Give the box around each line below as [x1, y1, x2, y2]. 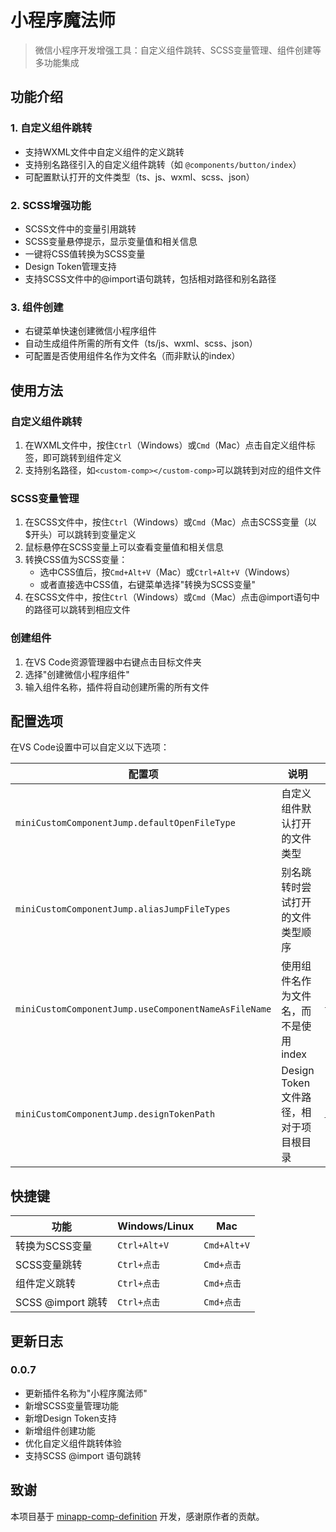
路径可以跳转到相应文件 [33, 604, 131, 616]
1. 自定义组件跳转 [10, 121, 93, 135]
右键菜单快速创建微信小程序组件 [24, 325, 157, 337]
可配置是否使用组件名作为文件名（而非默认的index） [24, 350, 241, 362]
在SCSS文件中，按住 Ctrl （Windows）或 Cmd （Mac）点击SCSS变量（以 [24, 516, 317, 528]
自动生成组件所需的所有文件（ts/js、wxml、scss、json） [24, 337, 258, 350]
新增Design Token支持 [24, 1412, 117, 1424]
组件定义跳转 [15, 1277, 77, 1291]
